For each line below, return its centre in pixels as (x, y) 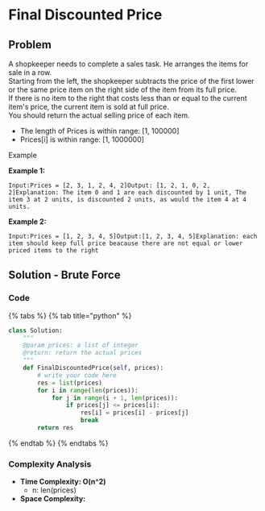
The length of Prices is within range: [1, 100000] (99, 131)
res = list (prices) (70, 383)
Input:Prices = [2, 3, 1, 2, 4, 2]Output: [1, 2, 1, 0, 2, (110, 185)
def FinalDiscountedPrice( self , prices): (93, 368)
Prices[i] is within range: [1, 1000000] (82, 139)
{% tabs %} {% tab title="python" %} (70, 315)
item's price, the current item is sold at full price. (89, 107)
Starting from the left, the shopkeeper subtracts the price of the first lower (132, 81)
